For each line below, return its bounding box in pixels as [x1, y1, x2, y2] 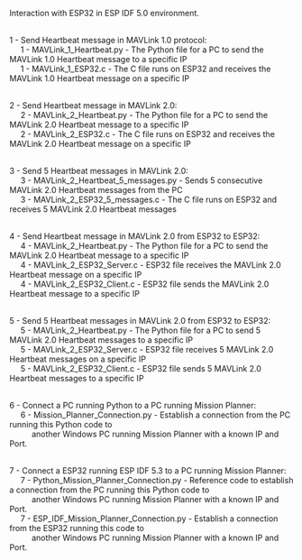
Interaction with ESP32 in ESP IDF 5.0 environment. [9, 8, 200, 18]
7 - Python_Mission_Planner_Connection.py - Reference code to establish [20, 475, 294, 485]
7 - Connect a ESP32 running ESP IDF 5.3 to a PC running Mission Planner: [9, 465, 287, 476]
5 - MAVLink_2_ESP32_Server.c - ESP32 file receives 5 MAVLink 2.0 [20, 344, 274, 354]
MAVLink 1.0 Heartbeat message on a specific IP [9, 73, 190, 84]
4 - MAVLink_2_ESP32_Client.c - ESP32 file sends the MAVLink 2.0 [20, 279, 270, 289]
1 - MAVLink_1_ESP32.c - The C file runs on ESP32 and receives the [20, 63, 271, 74]
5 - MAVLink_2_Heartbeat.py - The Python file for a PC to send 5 [20, 325, 261, 335]
